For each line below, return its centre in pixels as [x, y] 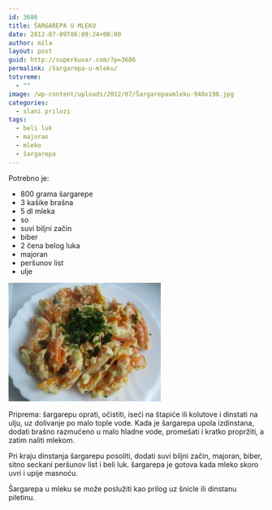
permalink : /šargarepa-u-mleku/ [63, 69]
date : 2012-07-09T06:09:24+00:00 [65, 34]
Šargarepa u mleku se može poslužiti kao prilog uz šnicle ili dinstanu [123, 489]
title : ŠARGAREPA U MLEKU [52, 26]
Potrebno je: [29, 178]
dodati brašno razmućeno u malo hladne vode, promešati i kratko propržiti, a [136, 431]
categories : [28, 103]
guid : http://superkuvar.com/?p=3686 [72, 60]
